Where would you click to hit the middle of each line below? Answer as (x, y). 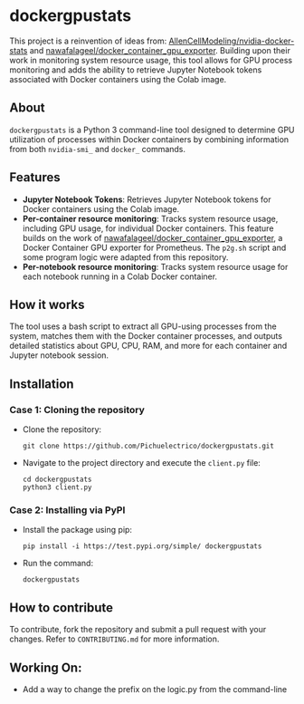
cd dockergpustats (57, 480)
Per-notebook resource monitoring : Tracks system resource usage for (155, 266)
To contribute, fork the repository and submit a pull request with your (138, 630)
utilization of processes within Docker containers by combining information (149, 139)
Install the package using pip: (77, 530)
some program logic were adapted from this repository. (125, 257)
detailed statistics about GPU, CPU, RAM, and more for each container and (148, 346)
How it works (47, 304)
